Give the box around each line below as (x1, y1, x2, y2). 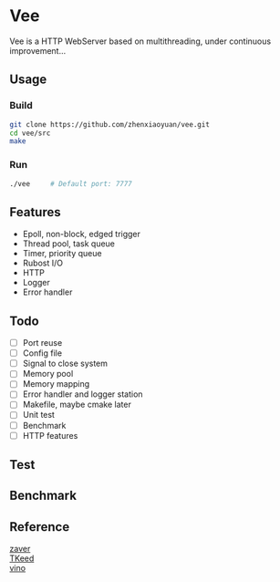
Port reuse (22, 338, 63, 348)
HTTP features (22, 430, 78, 441)
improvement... (9, 45, 67, 56)
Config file (22, 348, 62, 359)
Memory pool (22, 369, 74, 379)
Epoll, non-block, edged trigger (22, 229, 141, 240)
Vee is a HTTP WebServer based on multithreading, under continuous (9, 36, 272, 47)
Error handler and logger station (22, 389, 143, 400)
